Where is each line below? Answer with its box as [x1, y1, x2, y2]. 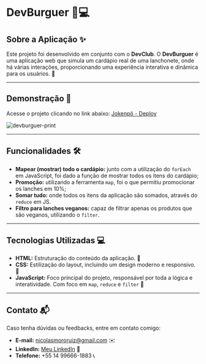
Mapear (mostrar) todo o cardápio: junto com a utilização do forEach [15, 165, 191, 172]
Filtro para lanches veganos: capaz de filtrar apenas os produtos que [15, 204, 193, 212]
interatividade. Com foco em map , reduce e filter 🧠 [15, 281, 144, 288]
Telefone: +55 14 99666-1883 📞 [15, 352, 95, 360]
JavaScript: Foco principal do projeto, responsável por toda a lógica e [15, 274, 193, 282]
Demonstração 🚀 [6, 93, 72, 104]
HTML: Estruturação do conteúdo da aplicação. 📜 [15, 255, 141, 262]
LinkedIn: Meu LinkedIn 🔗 [15, 346, 81, 353]
